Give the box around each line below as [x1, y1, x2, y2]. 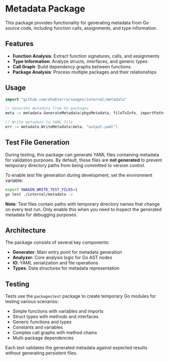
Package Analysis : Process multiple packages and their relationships [12, 69, 157, 75]
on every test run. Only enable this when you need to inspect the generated [5, 206, 162, 212]
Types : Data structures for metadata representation [12, 265, 120, 272]
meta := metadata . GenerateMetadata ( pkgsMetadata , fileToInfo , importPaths [5, 111, 165, 116]
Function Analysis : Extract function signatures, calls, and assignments [12, 53, 159, 59]
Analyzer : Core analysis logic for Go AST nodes [12, 254, 112, 260]
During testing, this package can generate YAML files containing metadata [5, 151, 159, 157]
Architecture [5, 226, 46, 234]
